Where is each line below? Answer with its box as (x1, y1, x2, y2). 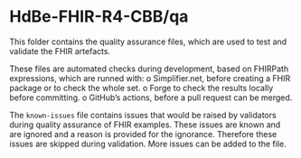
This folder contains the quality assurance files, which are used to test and (9, 36, 287, 47)
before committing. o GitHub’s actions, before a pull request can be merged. (9, 92, 293, 103)
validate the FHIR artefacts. (9, 45, 111, 56)
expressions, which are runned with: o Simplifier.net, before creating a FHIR (9, 72, 291, 83)
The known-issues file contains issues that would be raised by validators (9, 109, 277, 120)
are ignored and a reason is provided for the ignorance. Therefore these (9, 128, 277, 139)
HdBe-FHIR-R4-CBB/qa (9, 6, 189, 27)
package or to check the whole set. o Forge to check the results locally (9, 82, 274, 93)
